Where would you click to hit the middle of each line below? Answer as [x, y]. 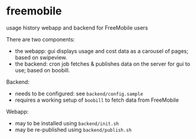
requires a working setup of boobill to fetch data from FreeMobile [97, 100]
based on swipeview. [41, 57]
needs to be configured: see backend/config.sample [79, 93]
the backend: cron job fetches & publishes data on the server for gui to [103, 64]
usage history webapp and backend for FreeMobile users [77, 28]
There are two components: [41, 39]
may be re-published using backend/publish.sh [73, 129]
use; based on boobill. [42, 70]
